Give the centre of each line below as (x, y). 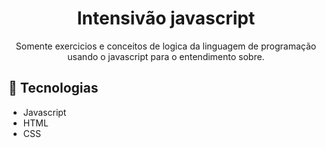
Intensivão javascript (166, 18)
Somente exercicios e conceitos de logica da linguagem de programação (166, 46)
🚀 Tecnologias (53, 88)
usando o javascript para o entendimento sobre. (166, 56)
